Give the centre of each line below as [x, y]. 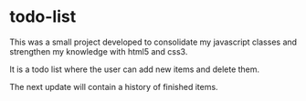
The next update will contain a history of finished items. [114, 86]
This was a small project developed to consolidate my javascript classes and [153, 42]
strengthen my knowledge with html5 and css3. [99, 51]
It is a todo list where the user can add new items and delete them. [135, 69]
